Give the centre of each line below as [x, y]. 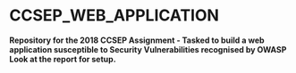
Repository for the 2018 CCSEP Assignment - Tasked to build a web [137, 40]
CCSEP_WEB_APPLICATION [114, 16]
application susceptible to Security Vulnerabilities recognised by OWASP [148, 49]
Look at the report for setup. [63, 59]
